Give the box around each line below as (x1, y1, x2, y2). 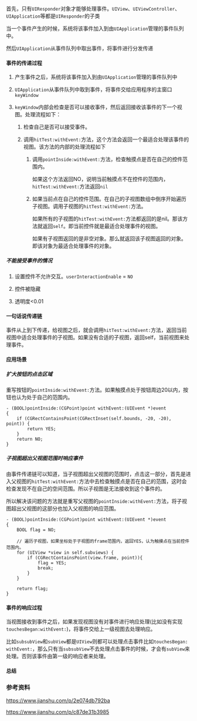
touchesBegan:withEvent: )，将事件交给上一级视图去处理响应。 (6, 625, 156, 633)
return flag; (16, 585, 49, 592)
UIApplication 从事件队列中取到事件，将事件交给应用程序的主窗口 (14, 86, 172, 93)
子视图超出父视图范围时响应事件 (6, 454, 83, 461)
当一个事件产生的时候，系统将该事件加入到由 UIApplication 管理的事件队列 (6, 25, 185, 32)
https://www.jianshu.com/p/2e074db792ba (6, 697, 110, 704)
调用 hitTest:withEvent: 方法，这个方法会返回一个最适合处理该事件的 (23, 136, 189, 143)
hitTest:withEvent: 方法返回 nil (32, 183, 108, 190)
